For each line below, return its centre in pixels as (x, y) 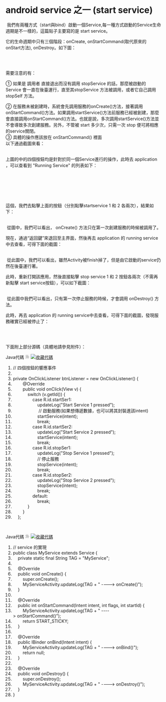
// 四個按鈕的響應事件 (34, 368)
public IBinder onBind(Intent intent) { (55, 642)
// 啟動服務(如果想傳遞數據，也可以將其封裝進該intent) (93, 410)
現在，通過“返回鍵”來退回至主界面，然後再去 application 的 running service (82, 238)
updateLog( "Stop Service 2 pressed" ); (76, 480)
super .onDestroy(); (42, 679)
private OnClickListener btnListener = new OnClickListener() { (76, 378)
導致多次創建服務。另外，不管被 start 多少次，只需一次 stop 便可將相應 (86, 125)
